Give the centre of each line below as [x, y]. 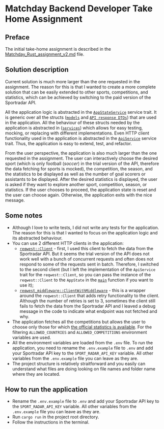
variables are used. [32, 337]
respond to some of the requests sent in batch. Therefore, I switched [89, 264]
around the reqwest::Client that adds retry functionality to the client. [89, 296]
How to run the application [46, 390]
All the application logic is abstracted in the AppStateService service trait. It [81, 112]
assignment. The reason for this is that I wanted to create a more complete [81, 87]
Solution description [37, 70]
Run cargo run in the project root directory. [55, 417]
